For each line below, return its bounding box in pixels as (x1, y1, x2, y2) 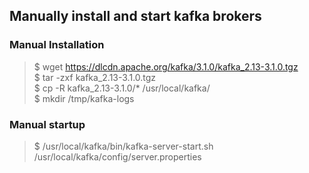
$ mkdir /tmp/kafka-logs (33, 92, 135, 104)
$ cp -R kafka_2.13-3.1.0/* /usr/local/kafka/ (33, 82, 211, 94)
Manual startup (9, 117, 86, 131)
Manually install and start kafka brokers (9, 8, 262, 25)
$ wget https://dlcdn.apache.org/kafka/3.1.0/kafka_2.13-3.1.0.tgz (33, 60, 299, 73)
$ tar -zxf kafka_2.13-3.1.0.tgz (33, 71, 157, 83)
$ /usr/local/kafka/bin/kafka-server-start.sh (33, 140, 214, 152)
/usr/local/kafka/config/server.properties (33, 150, 202, 163)
